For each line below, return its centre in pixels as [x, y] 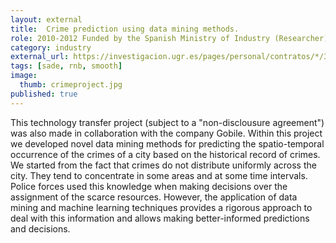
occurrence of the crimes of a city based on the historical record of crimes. [165, 154]
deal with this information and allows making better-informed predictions [160, 218]
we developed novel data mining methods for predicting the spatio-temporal [167, 143]
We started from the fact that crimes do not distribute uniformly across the [163, 165]
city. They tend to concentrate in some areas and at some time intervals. [159, 175]
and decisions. [40, 228]
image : [24, 76]
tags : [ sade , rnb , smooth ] [66, 66]
